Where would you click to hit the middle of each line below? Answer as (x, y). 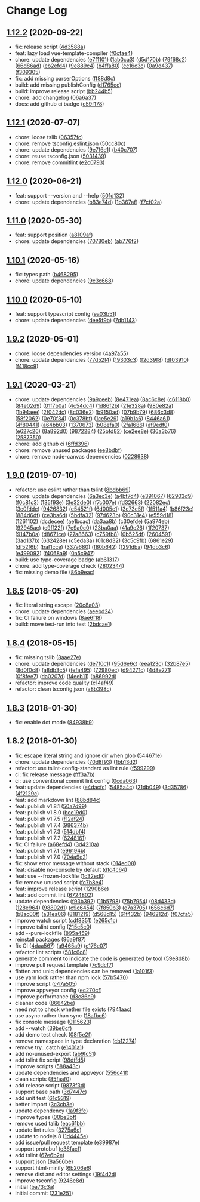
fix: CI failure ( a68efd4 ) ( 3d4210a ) (57, 844)
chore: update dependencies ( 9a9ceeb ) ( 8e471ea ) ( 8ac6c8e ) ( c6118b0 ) (103, 399)
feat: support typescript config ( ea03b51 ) (66, 314)
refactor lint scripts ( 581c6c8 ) (51, 952)
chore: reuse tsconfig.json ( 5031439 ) (60, 156)
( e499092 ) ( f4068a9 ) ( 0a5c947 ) (55, 553)
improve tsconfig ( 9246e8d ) (50, 1181)
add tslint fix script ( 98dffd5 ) (50, 1060)
